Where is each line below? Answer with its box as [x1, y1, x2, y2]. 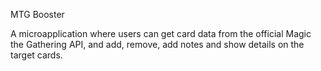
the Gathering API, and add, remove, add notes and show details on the [10, 39, 305, 50]
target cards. [10, 49, 63, 61]
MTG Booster [10, 9, 65, 20]
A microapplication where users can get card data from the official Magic [10, 28, 312, 39]
